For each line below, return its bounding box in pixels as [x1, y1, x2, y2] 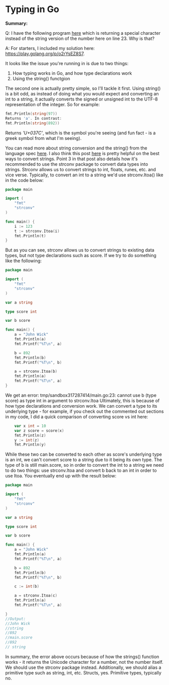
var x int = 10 [14, 423, 46, 428]
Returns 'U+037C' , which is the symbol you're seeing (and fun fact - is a [5, 130, 156, 136]
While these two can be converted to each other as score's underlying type [5, 451, 162, 458]
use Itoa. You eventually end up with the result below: [5, 473, 117, 479]
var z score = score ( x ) [14, 428, 65, 433]
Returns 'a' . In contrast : [5, 116, 62, 121]
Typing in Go [5, 4, 60, 15]
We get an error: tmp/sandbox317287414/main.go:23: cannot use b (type [5, 392, 157, 398]
